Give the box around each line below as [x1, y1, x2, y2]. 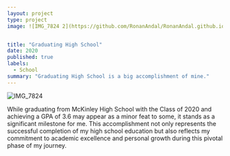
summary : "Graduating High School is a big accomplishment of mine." [7, 73, 210, 79]
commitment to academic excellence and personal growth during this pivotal [7, 134, 223, 142]
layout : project [7, 10, 53, 17]
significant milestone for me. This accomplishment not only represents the [7, 119, 217, 127]
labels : [7, 60, 29, 67]
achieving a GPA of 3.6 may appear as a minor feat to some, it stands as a [7, 112, 216, 120]
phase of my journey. [7, 141, 67, 149]
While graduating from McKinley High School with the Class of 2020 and [7, 105, 212, 113]
